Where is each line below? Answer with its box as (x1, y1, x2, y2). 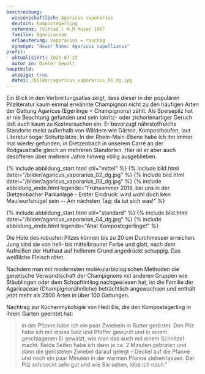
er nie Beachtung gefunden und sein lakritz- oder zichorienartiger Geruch (6, 114, 193, 121)
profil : (6, 49, 26, 55)
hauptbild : (6, 66, 34, 72)
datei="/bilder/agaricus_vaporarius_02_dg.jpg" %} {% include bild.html (6, 171, 185, 178)
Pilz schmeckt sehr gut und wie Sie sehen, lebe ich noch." (21, 361, 168, 368)
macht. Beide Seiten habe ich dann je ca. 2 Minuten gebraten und (21, 342, 187, 349)
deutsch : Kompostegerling (12, 20, 78, 26)
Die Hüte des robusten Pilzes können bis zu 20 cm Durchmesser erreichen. (6, 234, 196, 242)
